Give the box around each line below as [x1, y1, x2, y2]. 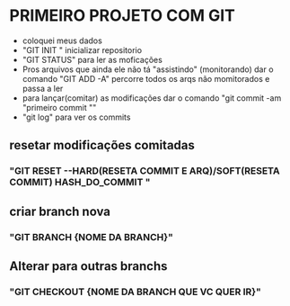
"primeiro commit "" [22, 102, 97, 112]
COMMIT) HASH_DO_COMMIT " [9, 176, 151, 189]
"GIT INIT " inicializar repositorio [22, 44, 142, 55]
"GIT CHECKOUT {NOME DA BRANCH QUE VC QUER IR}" [9, 285, 262, 298]
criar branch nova [9, 203, 110, 219]
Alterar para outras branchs [9, 258, 168, 274]
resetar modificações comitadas [9, 138, 196, 153]
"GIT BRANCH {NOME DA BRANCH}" [9, 230, 173, 243]
